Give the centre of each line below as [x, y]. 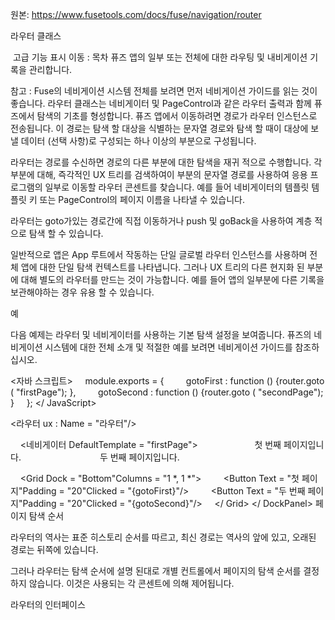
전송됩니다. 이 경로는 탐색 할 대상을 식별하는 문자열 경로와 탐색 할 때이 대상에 [159, 128]
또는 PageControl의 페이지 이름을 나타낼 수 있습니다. [142, 199]
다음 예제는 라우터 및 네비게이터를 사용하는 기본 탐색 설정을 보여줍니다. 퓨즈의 [161, 334]
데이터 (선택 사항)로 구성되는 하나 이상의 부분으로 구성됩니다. [138, 141]
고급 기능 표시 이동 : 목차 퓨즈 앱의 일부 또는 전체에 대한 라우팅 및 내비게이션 [160, 57]
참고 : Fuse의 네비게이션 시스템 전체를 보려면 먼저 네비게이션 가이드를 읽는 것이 [164, 91]
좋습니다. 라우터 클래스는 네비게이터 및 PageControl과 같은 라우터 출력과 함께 [161, 103]
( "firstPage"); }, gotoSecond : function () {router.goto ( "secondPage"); [167, 392]
